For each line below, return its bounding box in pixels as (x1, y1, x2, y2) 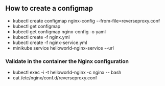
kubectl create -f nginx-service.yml (12, 39, 87, 46)
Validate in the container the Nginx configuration (5, 57, 129, 64)
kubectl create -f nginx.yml (12, 34, 70, 40)
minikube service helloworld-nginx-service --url (12, 45, 114, 51)
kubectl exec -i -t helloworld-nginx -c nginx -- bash (12, 69, 122, 76)
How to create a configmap (5, 4, 93, 13)
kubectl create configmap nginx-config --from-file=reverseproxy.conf (12, 17, 160, 24)
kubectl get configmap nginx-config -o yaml (12, 28, 106, 35)
